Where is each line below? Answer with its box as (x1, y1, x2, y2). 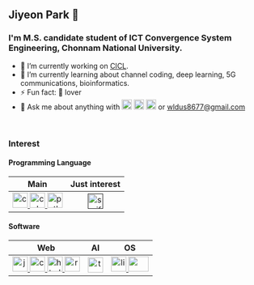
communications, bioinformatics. (19, 78, 129, 87)
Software (8, 222, 40, 232)
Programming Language (8, 158, 91, 168)
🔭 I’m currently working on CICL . (19, 61, 129, 70)
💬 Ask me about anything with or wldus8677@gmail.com (19, 102, 245, 112)
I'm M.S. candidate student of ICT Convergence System (8, 32, 232, 44)
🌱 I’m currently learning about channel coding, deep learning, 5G (19, 70, 236, 79)
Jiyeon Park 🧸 (8, 8, 79, 22)
